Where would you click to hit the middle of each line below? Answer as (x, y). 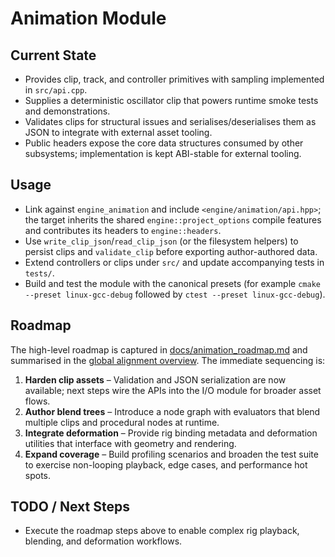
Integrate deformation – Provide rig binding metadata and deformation (171, 433)
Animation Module (88, 18)
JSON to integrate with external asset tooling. (118, 132)
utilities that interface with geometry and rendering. (130, 443)
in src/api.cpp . (56, 90)
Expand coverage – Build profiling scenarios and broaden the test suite (171, 454)
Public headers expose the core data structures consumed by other (164, 143)
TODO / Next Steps (70, 507)
